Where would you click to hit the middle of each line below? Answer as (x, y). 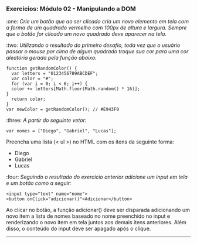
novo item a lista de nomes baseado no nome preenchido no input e (88, 216)
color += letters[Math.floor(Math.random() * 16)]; (76, 89)
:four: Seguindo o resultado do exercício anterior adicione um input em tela (97, 177)
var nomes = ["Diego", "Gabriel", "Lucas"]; (61, 131)
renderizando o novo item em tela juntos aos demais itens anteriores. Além (96, 223)
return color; (28, 99)
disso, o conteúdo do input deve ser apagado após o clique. (79, 229)
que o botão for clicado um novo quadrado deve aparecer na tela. (86, 34)
